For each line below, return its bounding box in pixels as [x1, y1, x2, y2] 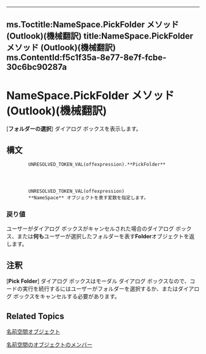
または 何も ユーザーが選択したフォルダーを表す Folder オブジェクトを [17, 233, 189, 240]
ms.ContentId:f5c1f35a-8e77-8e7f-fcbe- [6, 53, 167, 63]
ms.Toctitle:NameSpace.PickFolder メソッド [6, 20, 179, 30]
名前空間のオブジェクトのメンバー [6, 341, 93, 348]
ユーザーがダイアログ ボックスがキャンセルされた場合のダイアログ [6, 225, 175, 233]
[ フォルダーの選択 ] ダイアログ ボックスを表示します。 [6, 125, 142, 132]
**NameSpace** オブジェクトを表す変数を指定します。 [28, 195, 149, 201]
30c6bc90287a [6, 62, 67, 72]
